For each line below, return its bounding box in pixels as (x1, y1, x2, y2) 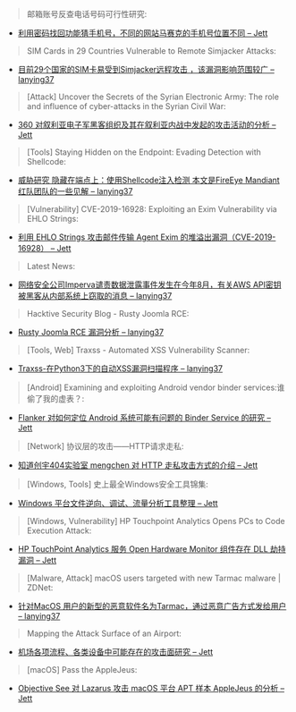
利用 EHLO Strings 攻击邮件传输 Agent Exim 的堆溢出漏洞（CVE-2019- (17, 232, 276, 242)
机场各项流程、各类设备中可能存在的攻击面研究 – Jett (17, 647, 213, 657)
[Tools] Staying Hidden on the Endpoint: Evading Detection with (26, 147, 262, 157)
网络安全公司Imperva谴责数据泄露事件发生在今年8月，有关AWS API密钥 (17, 279, 282, 290)
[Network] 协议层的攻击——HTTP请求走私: (26, 441, 184, 451)
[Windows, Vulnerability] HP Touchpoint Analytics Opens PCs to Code (26, 516, 285, 526)
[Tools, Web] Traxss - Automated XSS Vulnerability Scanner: (26, 344, 250, 355)
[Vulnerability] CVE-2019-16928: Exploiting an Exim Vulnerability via (26, 204, 277, 214)
